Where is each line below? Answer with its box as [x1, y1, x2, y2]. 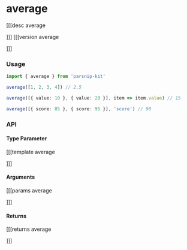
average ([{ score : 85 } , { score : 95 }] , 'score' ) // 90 [6, 106, 152, 112]
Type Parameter [6, 135, 47, 142]
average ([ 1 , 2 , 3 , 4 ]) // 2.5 [6, 85, 82, 91]
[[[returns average [6, 225, 52, 233]
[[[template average [6, 148, 55, 155]
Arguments [6, 173, 35, 181]
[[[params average [6, 187, 52, 194]
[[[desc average [6, 22, 46, 29]
